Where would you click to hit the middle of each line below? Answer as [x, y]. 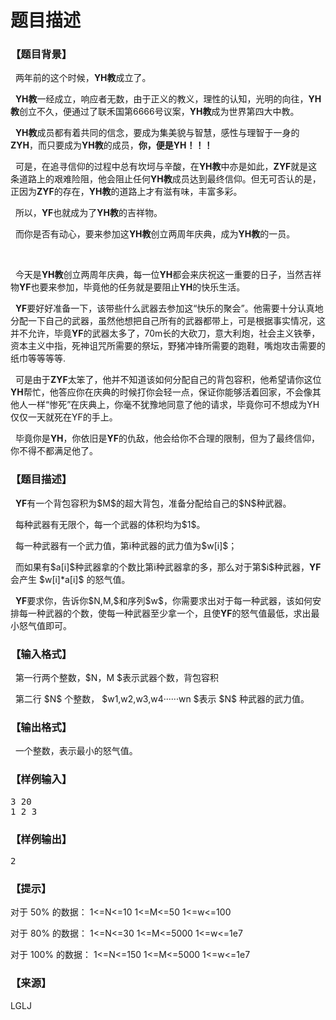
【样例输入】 [41, 779]
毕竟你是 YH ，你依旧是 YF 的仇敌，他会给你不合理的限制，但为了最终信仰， [167, 438]
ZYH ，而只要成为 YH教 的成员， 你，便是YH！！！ [111, 145]
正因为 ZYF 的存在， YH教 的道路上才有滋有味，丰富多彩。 [126, 192]
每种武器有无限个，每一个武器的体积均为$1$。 [110, 524]
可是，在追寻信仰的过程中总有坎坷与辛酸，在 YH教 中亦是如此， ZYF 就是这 [166, 167]
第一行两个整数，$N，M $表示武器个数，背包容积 [116, 678]
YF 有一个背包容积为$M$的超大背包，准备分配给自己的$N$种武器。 [153, 503]
